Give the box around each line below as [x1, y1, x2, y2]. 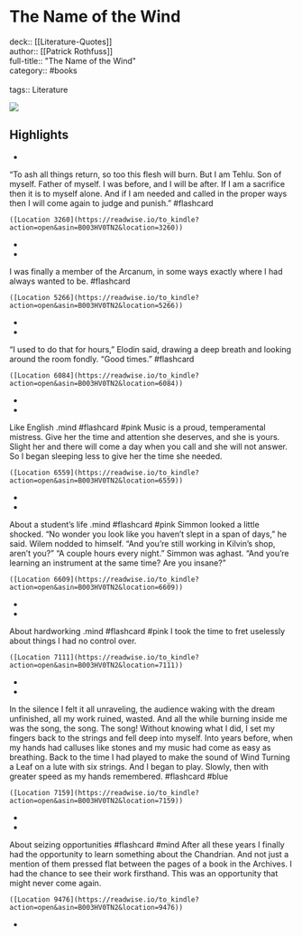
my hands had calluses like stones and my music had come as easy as [9, 742, 271, 753]
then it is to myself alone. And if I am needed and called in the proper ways [9, 188, 288, 199]
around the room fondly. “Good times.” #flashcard [9, 353, 195, 364]
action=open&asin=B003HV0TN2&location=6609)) [9, 583, 183, 592]
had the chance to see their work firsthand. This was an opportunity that [9, 867, 279, 878]
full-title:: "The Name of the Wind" [9, 55, 137, 66]
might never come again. [9, 877, 102, 888]
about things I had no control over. [9, 635, 137, 646]
